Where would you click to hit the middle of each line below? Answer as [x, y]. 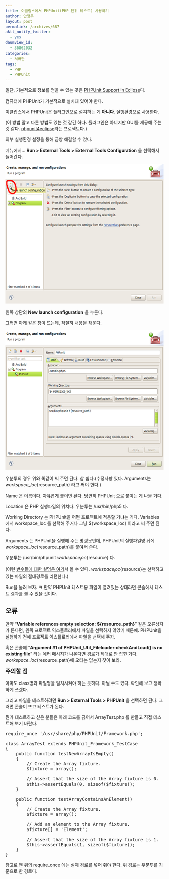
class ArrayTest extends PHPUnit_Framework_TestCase [72, 743]
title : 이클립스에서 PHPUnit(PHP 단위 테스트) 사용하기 [57, 11]
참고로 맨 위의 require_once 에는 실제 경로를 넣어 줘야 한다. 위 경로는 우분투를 [81, 865]
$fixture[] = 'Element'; [57, 829]
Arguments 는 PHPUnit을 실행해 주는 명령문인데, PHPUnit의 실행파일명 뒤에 [80, 541]
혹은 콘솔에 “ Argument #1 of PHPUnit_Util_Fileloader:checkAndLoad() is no [84, 647]
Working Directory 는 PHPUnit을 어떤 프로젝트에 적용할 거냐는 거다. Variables [82, 517]
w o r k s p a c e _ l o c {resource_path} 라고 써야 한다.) [53, 485]
